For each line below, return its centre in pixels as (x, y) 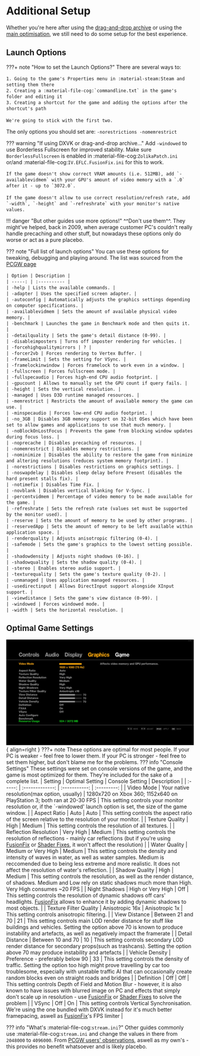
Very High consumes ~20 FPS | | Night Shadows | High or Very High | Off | (97, 889)
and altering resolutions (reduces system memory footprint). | (87, 461)
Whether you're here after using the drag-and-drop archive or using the (94, 27)
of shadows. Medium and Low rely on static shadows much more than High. (99, 883)
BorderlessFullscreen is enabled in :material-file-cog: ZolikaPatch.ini (92, 156)
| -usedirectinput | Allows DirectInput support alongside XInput (90, 586)
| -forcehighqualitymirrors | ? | (49, 347)
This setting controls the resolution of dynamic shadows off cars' (86, 895)
